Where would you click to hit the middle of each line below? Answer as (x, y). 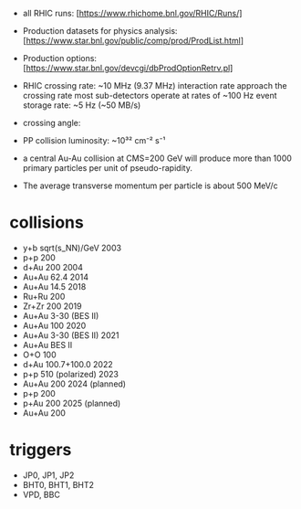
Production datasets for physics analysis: (100, 31)
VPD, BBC (42, 494)
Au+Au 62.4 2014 (56, 277)
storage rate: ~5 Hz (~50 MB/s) (82, 105)
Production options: (60, 58)
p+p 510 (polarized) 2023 (70, 374)
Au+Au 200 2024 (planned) (74, 384)
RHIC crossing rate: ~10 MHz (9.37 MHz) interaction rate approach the (155, 85)
